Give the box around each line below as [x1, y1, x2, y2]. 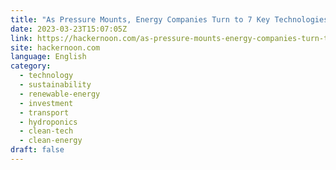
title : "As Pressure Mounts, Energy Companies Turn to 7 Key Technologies [10, 14, 329, 25]
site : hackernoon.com [10, 42, 101, 53]
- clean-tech [19, 126, 74, 136]
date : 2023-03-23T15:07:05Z [10, 24, 128, 34]
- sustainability [19, 80, 92, 90]
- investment [19, 98, 74, 108]
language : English [10, 52, 87, 62]
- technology [19, 71, 74, 81]
